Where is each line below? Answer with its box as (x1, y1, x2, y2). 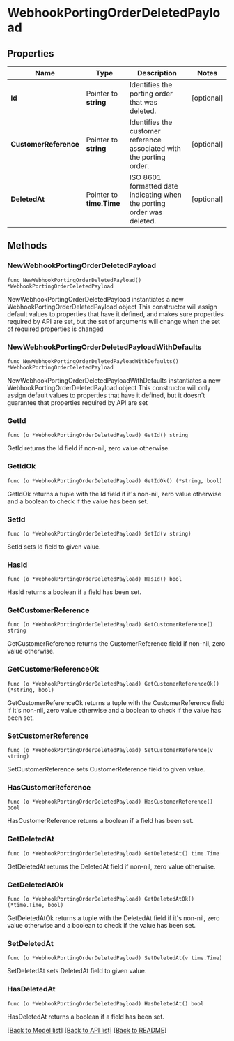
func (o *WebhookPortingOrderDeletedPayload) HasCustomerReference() (7, 798, 214, 806)
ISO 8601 (129, 172, 162, 182)
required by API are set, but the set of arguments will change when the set (7, 317, 221, 325)
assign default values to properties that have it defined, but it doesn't (7, 391, 205, 399)
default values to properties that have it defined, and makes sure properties (7, 309, 224, 318)
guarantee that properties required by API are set (7, 398, 148, 406)
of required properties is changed (7, 325, 104, 333)
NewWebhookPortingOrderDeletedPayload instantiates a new (7, 295, 184, 303)
